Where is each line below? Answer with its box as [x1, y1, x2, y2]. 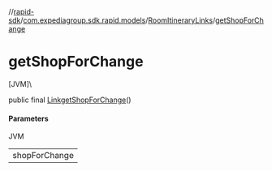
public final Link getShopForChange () [8, 95, 132, 105]
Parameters [8, 113, 49, 123]
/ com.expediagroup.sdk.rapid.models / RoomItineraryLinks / [19, 15, 216, 25]
